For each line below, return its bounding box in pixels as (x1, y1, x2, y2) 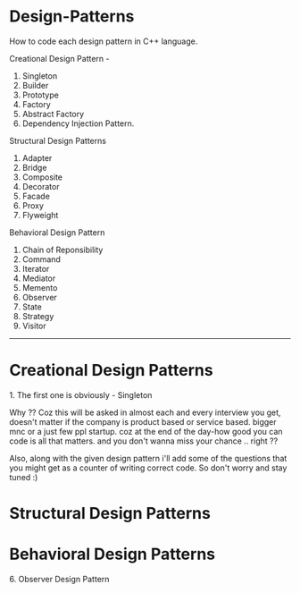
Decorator (21, 181, 60, 191)
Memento (21, 282, 58, 292)
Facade (21, 191, 51, 201)
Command (21, 253, 61, 265)
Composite (21, 172, 63, 182)
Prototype (21, 89, 60, 100)
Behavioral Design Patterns (9, 544, 216, 564)
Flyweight (21, 209, 59, 220)
